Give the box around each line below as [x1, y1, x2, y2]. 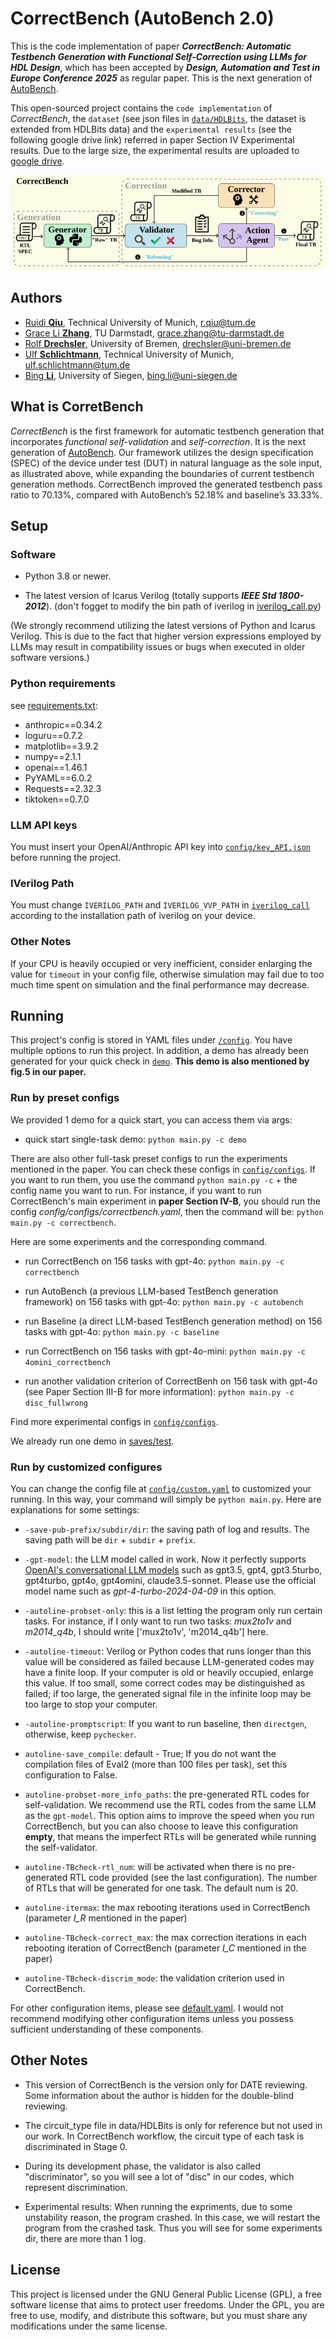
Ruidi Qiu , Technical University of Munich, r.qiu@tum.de [24, 316, 257, 328]
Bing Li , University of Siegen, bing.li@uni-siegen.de [24, 369, 238, 381]
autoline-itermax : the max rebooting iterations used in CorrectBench [24, 1901, 311, 1913]
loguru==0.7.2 [24, 729, 83, 741]
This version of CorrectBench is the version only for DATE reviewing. [24, 2078, 308, 2091]
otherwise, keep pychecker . [24, 1728, 137, 1740]
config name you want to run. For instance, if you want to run [10, 1184, 262, 1196]
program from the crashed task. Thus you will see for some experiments [24, 2222, 323, 2234]
